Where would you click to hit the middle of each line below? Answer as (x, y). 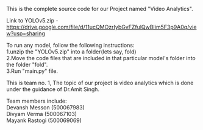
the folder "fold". (27, 64)
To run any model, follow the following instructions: (70, 45)
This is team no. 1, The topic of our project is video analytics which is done (100, 83)
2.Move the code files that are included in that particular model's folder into (101, 58)
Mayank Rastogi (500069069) (44, 120)
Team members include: (37, 101)
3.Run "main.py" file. (32, 71)
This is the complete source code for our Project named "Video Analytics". (100, 9)
